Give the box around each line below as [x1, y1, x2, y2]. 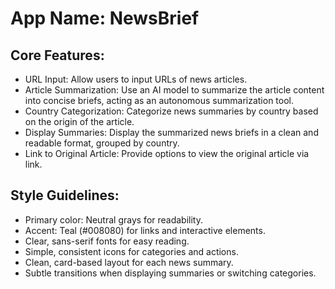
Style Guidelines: [10, 187, 120, 204]
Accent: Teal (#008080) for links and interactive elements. [24, 224, 266, 236]
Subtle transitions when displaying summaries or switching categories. [24, 267, 317, 279]
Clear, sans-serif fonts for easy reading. [24, 235, 190, 247]
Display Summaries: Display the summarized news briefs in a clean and [24, 127, 319, 138]
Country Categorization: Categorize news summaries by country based [24, 105, 319, 117]
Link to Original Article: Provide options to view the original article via [24, 148, 310, 159]
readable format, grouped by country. [24, 137, 180, 149]
